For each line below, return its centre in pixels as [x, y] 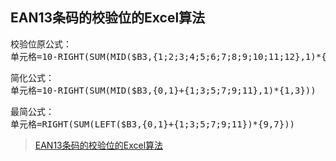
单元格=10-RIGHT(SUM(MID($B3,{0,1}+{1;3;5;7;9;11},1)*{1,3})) [163, 90]
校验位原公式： [41, 44]
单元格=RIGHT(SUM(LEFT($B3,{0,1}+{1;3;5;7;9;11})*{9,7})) [153, 124]
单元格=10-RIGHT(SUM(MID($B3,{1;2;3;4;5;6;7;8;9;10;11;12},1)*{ [168, 56]
